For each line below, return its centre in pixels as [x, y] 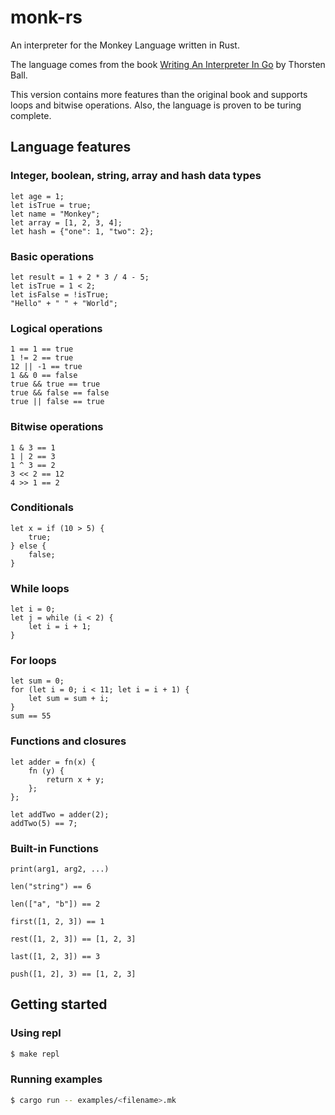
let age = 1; [37, 196]
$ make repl [35, 1054]
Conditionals [42, 508]
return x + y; [75, 779]
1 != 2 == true [42, 358]
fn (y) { [46, 771]
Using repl [36, 1033]
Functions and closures [68, 741]
